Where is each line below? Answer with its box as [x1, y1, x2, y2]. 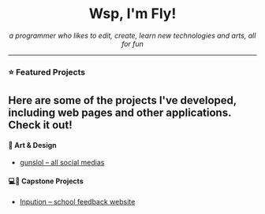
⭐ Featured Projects [8, 66, 86, 77]
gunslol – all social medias [19, 158, 105, 168]
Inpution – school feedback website [19, 197, 136, 206]
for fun [121, 39, 144, 48]
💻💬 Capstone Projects [8, 176, 84, 186]
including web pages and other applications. [8, 106, 232, 120]
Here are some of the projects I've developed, [8, 94, 237, 107]
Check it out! [8, 119, 73, 132]
